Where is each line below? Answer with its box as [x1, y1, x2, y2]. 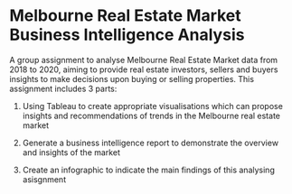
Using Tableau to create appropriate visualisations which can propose [22, 100, 283, 111]
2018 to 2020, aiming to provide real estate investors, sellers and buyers [9, 64, 278, 75]
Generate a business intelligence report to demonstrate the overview [22, 137, 278, 148]
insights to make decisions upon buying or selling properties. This [9, 73, 255, 84]
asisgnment [22, 173, 66, 185]
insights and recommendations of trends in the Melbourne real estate [22, 110, 280, 121]
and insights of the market [22, 146, 120, 158]
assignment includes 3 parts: [9, 83, 118, 94]
